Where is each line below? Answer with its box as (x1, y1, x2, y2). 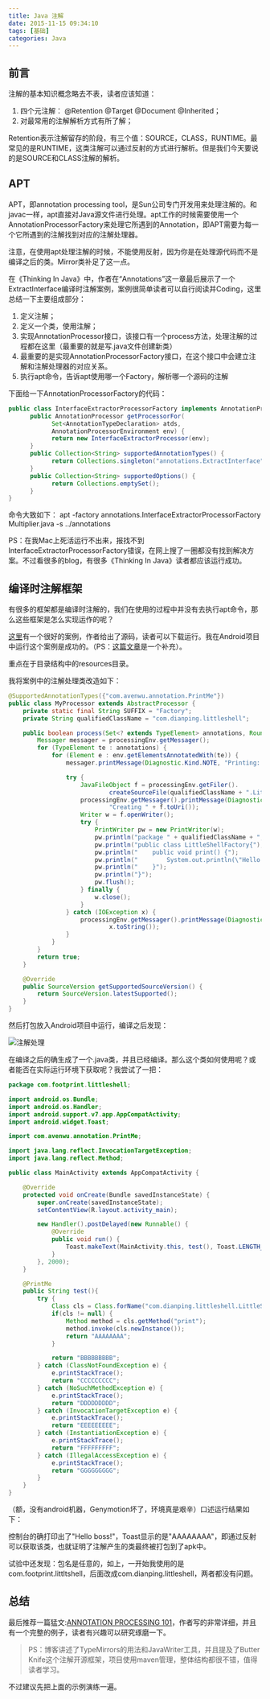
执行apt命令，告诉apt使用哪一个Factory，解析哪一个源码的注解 (19, 371, 229, 381)
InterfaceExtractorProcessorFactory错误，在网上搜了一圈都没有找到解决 (8, 546, 247, 555)
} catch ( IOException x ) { (65, 908, 157, 916)
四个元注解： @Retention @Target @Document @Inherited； (19, 106, 221, 116)
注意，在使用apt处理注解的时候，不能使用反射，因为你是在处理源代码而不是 (8, 246, 259, 256)
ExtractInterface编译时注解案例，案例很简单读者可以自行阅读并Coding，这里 (8, 283, 262, 294)
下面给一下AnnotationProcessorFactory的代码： (8, 388, 167, 398)
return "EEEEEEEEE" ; (51, 1421, 121, 1429)
